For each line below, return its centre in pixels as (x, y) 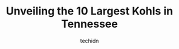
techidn (89, 41)
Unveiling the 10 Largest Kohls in (89, 11)
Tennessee (89, 24)
